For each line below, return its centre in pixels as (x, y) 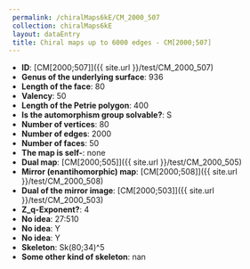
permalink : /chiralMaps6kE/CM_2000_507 (86, 17)
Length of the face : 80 (63, 86)
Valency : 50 (44, 96)
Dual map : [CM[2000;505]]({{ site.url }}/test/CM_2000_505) (131, 162)
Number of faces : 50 (60, 143)
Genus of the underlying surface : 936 (92, 77)
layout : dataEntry (46, 34)
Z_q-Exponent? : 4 (55, 209)
